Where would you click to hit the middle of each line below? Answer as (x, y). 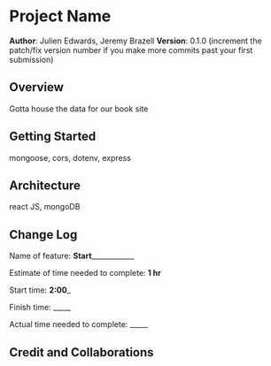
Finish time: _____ (40, 308)
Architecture (45, 185)
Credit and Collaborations (81, 352)
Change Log (43, 235)
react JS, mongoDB (45, 207)
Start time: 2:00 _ (40, 290)
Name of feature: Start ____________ (72, 256)
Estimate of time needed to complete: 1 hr (85, 273)
